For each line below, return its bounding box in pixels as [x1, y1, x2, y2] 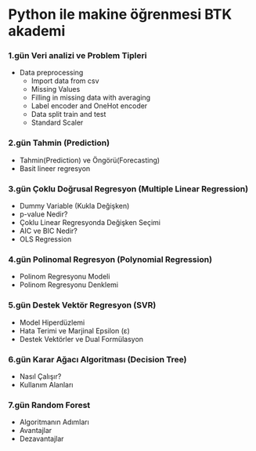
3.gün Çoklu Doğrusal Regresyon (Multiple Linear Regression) [8, 183, 249, 194]
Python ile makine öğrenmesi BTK [8, 5, 233, 24]
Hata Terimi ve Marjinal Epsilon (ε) [19, 326, 131, 335]
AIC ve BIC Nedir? [19, 226, 78, 236]
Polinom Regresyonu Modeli [19, 272, 110, 282]
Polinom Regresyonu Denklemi [19, 280, 119, 289]
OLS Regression [19, 235, 72, 244]
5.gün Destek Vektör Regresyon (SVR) [8, 300, 157, 311]
